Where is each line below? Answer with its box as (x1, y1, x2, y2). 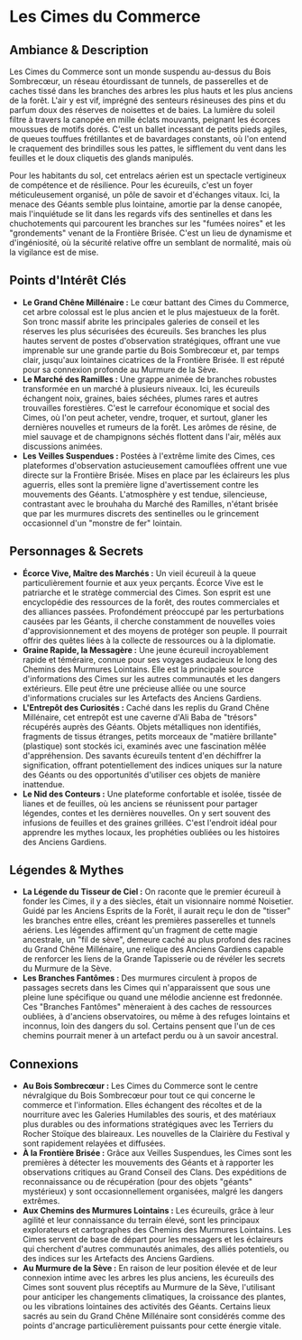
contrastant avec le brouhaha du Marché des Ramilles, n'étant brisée (22, 498, 279, 509)
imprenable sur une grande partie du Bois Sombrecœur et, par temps (22, 345, 280, 356)
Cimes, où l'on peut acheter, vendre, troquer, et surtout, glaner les (22, 412, 268, 423)
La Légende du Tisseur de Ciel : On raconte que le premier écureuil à (22, 887, 281, 898)
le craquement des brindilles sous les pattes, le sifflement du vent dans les (9, 143, 287, 154)
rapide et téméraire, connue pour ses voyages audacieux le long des (22, 654, 278, 665)
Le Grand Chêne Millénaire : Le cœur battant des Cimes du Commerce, (22, 296, 289, 308)
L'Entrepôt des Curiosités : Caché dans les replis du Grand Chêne (22, 702, 270, 712)
